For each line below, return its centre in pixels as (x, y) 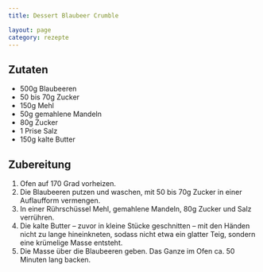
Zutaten (29, 70)
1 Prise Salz (39, 131)
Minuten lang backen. (55, 260)
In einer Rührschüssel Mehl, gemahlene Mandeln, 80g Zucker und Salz (135, 209)
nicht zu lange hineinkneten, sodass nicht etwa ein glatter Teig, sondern (137, 234)
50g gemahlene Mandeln (60, 114)
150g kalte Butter (47, 139)
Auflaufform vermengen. (60, 200)
